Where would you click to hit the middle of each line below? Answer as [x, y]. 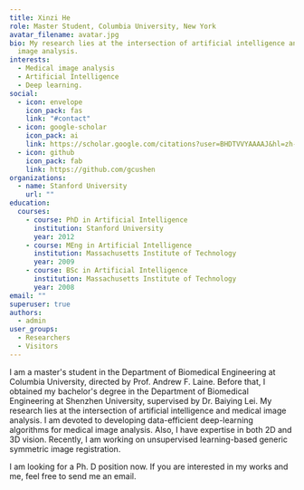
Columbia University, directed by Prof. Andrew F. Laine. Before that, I [138, 381]
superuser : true [40, 304]
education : [30, 203]
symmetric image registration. [65, 448]
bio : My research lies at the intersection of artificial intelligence [147, 43]
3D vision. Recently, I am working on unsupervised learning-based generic [148, 439]
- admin [32, 321]
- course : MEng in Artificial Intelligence [109, 245]
